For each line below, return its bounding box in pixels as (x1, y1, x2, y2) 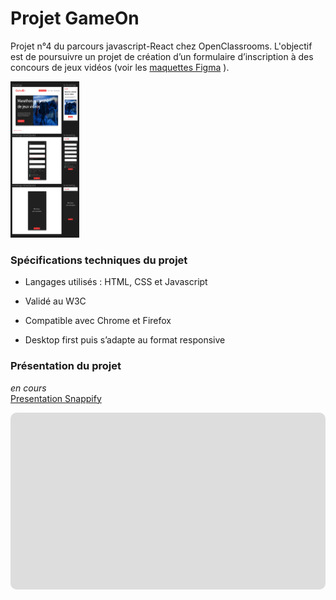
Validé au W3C (24, 295, 87, 307)
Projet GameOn (10, 7, 140, 30)
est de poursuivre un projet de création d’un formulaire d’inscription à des (10, 50, 314, 62)
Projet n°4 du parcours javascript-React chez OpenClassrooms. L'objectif (10, 40, 313, 52)
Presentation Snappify (10, 392, 102, 404)
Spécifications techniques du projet (10, 253, 188, 267)
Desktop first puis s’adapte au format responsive (24, 334, 226, 346)
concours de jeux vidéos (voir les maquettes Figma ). (10, 61, 230, 73)
